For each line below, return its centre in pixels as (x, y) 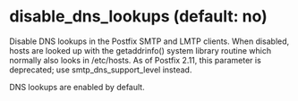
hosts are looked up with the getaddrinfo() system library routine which (140, 50)
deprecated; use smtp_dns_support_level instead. (101, 70)
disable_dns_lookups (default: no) (139, 17)
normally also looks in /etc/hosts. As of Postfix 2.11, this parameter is (135, 60)
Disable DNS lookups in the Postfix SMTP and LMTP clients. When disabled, (149, 41)
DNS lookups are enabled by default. (77, 87)
